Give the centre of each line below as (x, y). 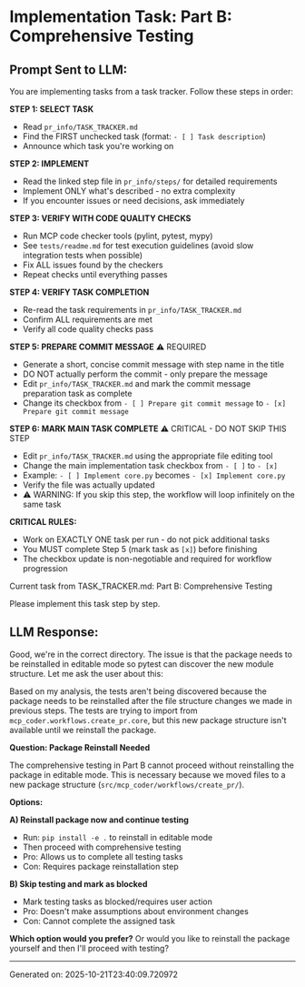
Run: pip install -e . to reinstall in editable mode (118, 837)
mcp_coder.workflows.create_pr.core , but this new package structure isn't (148, 720)
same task (42, 504)
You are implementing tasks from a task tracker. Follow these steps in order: (151, 91)
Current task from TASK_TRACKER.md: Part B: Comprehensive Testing (141, 586)
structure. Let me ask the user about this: (86, 673)
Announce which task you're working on (98, 146)
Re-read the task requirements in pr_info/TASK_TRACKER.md (132, 310)
